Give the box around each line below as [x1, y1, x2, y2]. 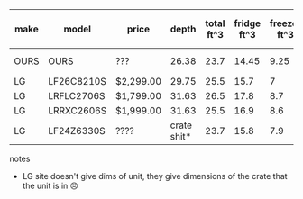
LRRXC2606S [48, 104, 107, 116]
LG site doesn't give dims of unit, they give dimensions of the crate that [22, 171, 288, 181]
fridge [234, 17, 262, 30]
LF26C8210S [48, 76, 106, 87]
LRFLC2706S [48, 90, 106, 102]
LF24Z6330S [48, 125, 106, 137]
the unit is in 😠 [22, 180, 79, 191]
